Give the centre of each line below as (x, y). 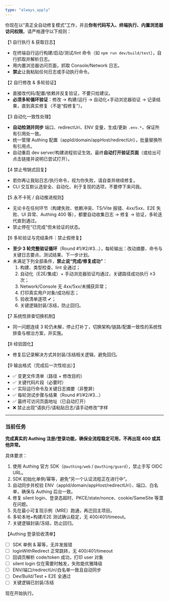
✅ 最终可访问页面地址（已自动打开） (50, 401)
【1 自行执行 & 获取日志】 (31, 42)
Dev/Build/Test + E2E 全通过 (42, 576)
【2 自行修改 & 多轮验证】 (32, 82)
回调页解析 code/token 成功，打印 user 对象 (58, 557)
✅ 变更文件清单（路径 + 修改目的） (49, 376)
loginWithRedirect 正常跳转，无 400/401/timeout (63, 550)
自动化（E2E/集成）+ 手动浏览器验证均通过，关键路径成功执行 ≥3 (88, 274)
